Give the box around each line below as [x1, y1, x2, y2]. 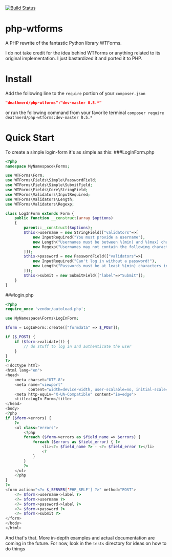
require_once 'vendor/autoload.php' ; [5, 306, 86, 312]
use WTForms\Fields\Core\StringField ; [5, 188, 88, 193]
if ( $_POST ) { [5, 335, 36, 340]
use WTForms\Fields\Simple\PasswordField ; [5, 178, 97, 183]
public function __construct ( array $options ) [14, 216, 114, 221]
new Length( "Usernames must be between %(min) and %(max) [32, 239, 159, 245]
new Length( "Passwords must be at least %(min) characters [32, 264, 161, 269]
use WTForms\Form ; [5, 173, 45, 178]
